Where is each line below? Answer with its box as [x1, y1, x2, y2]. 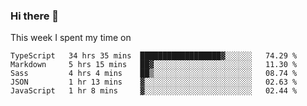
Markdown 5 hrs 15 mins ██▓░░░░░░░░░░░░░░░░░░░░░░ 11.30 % [10, 60, 298, 70]
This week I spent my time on [10, 32, 132, 44]
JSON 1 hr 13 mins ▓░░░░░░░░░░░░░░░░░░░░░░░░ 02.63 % [10, 77, 298, 88]
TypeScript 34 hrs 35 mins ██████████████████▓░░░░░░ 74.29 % [10, 51, 298, 61]
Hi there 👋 [10, 9, 60, 23]
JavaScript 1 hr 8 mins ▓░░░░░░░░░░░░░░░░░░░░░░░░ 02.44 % [10, 86, 298, 96]
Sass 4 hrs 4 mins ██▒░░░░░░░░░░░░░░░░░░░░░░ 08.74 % [10, 69, 298, 79]
